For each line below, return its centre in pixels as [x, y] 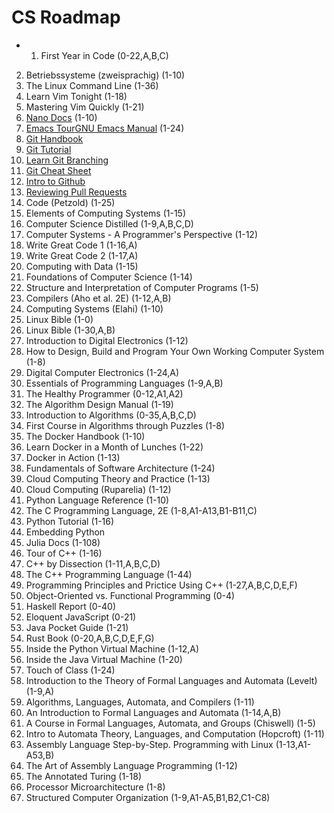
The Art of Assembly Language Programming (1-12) [131, 765]
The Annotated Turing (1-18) [84, 776]
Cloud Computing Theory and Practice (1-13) [118, 478]
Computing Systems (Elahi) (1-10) [94, 308]
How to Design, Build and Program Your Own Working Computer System [175, 351]
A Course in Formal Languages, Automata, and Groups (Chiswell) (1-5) [170, 723]
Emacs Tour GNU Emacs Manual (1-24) [105, 128]
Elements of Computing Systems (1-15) [106, 213]
